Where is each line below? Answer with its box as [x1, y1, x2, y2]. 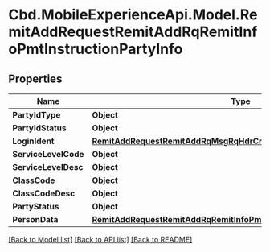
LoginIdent [12, 135, 55, 147]
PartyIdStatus [12, 122, 67, 134]
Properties [8, 72, 63, 85]
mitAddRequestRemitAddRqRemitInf [8, 23, 258, 41]
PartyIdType [12, 109, 61, 120]
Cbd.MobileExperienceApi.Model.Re [8, 6, 258, 24]
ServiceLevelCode [12, 149, 84, 159]
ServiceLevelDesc [12, 162, 84, 172]
